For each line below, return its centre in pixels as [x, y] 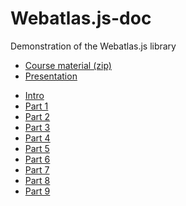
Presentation [51, 76]
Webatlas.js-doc [81, 18]
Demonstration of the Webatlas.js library [93, 46]
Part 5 [37, 148]
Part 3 [37, 127]
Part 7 [37, 169]
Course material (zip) [68, 65]
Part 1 [36, 106]
